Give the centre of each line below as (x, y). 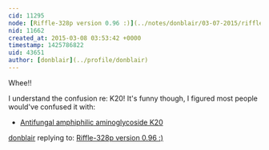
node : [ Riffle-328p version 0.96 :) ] (71, 23)
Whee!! (20, 83)
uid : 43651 (26, 53)
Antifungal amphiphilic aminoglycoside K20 (91, 122)
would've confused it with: (52, 107)
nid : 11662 (26, 30)
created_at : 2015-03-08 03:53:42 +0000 (75, 38)
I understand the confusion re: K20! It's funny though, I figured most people (133, 98)
